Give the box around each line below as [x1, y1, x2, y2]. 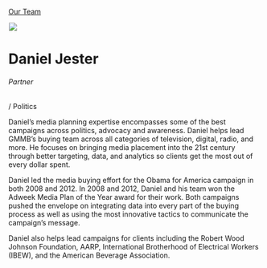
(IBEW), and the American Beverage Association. [8, 250, 170, 260]
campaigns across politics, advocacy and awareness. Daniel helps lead [8, 126, 244, 136]
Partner [8, 76, 34, 87]
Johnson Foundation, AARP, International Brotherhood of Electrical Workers [8, 242, 259, 252]
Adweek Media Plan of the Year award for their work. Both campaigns [8, 193, 240, 202]
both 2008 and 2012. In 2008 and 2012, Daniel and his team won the [8, 184, 236, 193]
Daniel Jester [8, 50, 99, 68]
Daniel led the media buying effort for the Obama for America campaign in [8, 176, 254, 185]
